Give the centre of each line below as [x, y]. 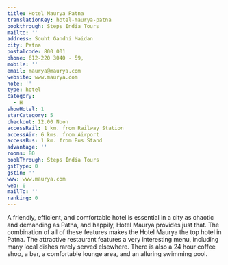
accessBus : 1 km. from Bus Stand [55, 141]
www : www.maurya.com [37, 179]
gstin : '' [21, 173]
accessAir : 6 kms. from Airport [53, 134]
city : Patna [24, 45]
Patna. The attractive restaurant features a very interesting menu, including [113, 239]
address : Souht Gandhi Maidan [50, 39]
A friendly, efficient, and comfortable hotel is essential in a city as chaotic [111, 217]
